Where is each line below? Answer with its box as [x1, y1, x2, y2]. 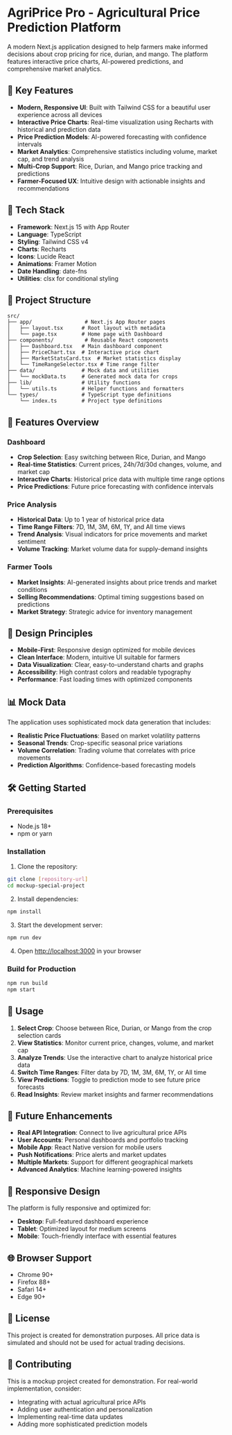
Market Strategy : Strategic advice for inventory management [17, 607, 193, 616]
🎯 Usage [7, 1005, 44, 1017]
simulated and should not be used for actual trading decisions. [7, 1338, 186, 1346]
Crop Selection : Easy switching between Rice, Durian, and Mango [17, 453, 206, 462]
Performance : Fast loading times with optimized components [17, 675, 193, 684]
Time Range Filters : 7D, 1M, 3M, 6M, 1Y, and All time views [17, 523, 186, 531]
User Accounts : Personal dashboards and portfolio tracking [17, 1136, 188, 1145]
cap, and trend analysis [17, 155, 84, 163]
